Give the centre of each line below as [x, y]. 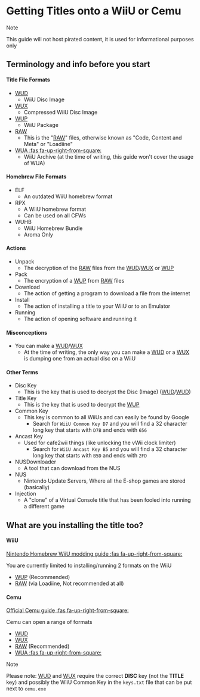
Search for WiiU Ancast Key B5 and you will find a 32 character [110, 449]
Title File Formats [28, 80]
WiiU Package [41, 125]
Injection [26, 494]
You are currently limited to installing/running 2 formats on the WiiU [89, 565]
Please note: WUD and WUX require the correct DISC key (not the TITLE [95, 676]
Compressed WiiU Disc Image [61, 112]
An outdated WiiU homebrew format [68, 196]
